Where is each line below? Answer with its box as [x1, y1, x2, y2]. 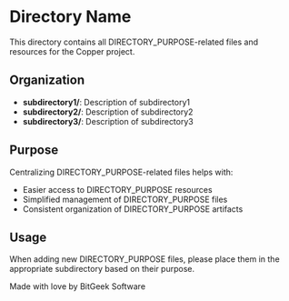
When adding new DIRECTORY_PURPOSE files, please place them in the [9, 254, 280, 265]
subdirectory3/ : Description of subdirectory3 [22, 115, 194, 126]
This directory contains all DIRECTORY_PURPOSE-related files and [9, 36, 259, 47]
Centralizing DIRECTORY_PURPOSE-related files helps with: [9, 166, 234, 177]
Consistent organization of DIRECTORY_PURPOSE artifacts [22, 203, 244, 215]
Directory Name [9, 6, 132, 27]
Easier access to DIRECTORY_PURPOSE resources [22, 184, 213, 195]
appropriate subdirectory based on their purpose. [9, 264, 195, 275]
